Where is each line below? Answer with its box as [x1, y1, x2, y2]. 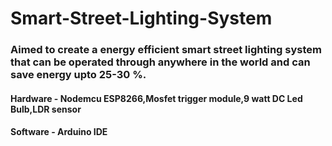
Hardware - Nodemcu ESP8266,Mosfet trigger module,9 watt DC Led [10, 92, 303, 104]
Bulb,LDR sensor [10, 103, 82, 115]
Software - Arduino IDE [10, 126, 108, 138]
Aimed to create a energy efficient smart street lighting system [10, 43, 323, 57]
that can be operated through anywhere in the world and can [10, 55, 311, 69]
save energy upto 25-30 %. [10, 68, 147, 82]
